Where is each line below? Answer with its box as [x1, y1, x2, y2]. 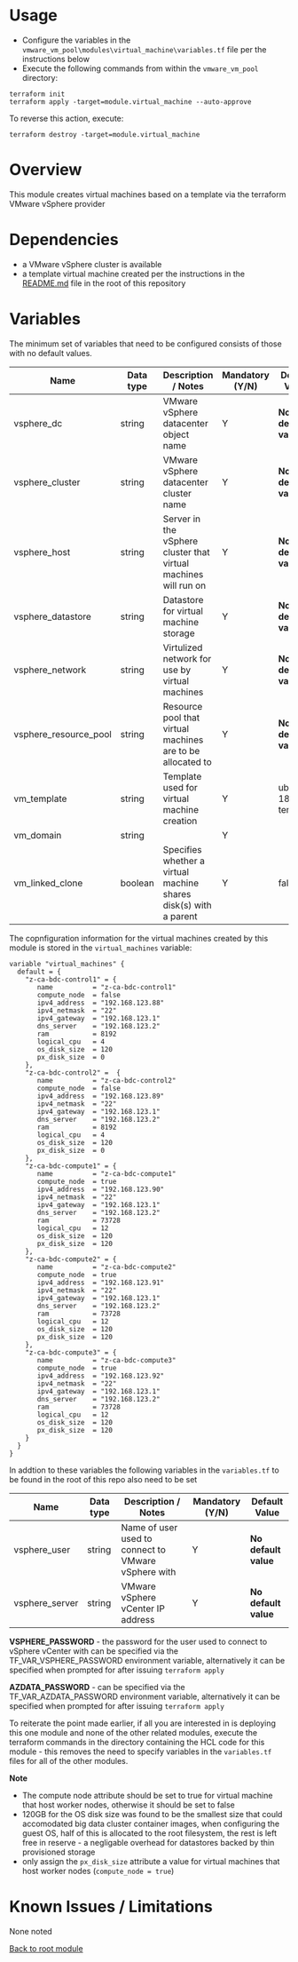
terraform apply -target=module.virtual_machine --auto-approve [9, 97, 252, 107]
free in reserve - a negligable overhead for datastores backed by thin [21, 1837, 275, 1847]
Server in [162, 512, 201, 525]
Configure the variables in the [21, 35, 131, 45]
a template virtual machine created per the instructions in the [21, 268, 246, 279]
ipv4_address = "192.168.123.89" [36, 1092, 165, 1100]
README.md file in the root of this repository [21, 277, 186, 289]
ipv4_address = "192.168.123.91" [36, 1278, 165, 1287]
